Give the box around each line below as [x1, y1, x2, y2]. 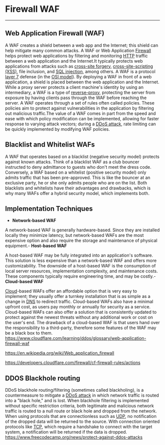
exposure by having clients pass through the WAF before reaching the [5, 95, 147, 101]
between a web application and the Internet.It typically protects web [5, 58, 143, 64]
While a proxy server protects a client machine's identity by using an [5, 84, 144, 90]
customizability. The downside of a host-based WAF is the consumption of [5, 263, 156, 269]
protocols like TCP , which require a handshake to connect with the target [5, 424, 152, 430]
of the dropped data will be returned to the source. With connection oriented [5, 418, 160, 425]
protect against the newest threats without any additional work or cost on [5, 314, 153, 320]
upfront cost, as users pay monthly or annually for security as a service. [5, 304, 151, 310]
